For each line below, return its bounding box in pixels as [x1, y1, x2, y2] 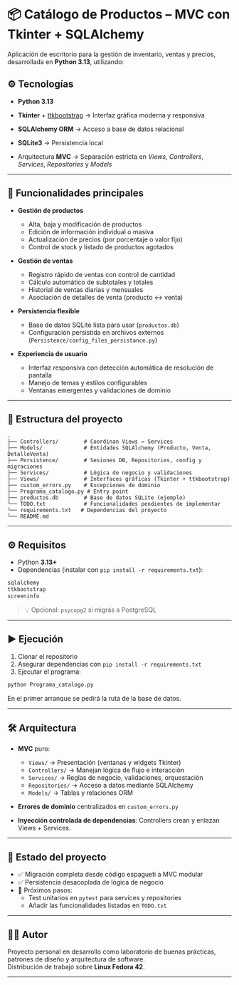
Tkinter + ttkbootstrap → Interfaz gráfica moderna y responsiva [17, 110, 205, 119]
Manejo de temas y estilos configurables [28, 378, 148, 387]
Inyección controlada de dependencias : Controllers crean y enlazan [17, 816, 221, 825]
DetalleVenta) [7, 451, 50, 458]
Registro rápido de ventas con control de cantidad [28, 270, 176, 278]
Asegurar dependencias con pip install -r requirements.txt [17, 660, 202, 668]
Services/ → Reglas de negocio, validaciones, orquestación [28, 773, 204, 782]
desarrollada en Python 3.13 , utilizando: [7, 57, 124, 66]
